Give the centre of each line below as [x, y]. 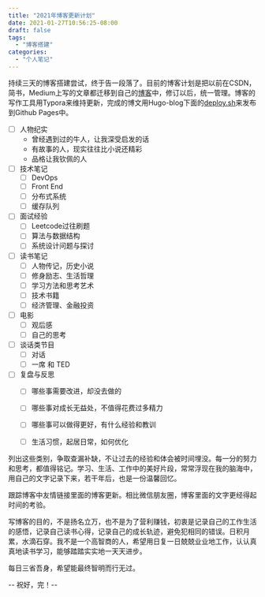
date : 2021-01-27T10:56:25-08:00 [63, 23]
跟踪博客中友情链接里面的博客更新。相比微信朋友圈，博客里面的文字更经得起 [132, 494]
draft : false [30, 30]
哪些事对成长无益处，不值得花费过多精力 [97, 408]
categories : [28, 52]
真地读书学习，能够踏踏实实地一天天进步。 [77, 551]
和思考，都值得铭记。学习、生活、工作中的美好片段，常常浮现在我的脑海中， [132, 468]
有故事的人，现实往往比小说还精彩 [87, 149]
